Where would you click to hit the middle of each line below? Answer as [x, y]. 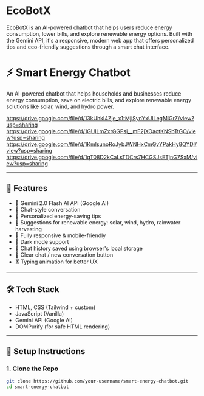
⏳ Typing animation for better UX [56, 262]
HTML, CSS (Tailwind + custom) [55, 307]
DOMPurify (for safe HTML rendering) [63, 327]
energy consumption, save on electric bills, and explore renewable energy [99, 100]
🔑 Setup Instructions [46, 351]
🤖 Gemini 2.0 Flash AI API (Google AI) [62, 203]
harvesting [29, 229]
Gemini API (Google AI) [44, 320]
